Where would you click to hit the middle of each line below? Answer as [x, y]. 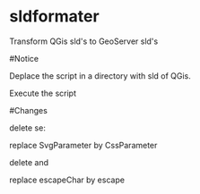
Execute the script [43, 93]
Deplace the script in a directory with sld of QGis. [100, 76]
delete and [29, 162]
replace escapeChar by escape [67, 180]
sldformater [55, 17]
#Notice [24, 58]
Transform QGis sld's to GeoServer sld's [84, 41]
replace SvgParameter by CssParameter [83, 145]
